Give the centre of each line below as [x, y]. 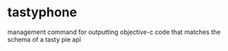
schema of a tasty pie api [44, 39]
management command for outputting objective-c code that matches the [114, 32]
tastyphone [42, 12]
